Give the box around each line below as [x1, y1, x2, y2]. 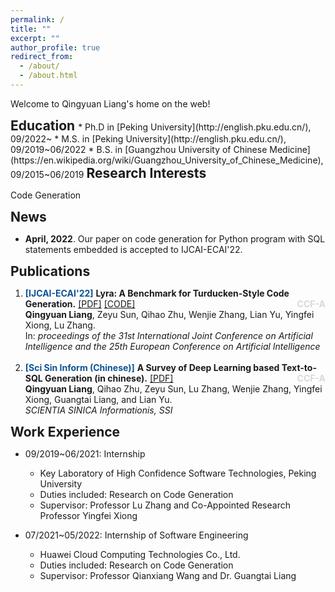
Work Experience [10, 423, 121, 440]
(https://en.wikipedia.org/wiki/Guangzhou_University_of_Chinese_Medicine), [10, 154, 324, 166]
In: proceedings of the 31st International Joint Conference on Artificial [24, 329, 313, 341]
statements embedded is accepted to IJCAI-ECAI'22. [24, 243, 243, 255]
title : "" [10, 24, 52, 34]
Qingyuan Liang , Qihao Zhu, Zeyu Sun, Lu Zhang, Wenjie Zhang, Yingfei [24, 382, 323, 395]
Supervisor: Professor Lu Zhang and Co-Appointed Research [39, 499, 291, 511]
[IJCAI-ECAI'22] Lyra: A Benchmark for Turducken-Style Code [24, 287, 290, 299]
